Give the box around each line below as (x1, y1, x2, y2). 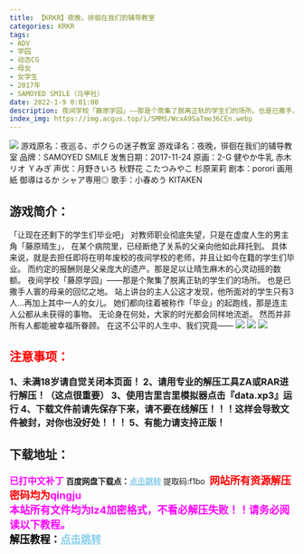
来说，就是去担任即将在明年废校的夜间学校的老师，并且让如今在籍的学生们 (9, 251, 287, 263)
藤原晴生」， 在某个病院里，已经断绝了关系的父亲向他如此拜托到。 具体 (24, 240, 288, 251)
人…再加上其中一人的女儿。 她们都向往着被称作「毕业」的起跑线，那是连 (9, 296, 280, 308)
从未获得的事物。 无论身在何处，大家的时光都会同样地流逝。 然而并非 (33, 308, 291, 319)
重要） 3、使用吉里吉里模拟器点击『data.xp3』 (81, 389, 283, 402)
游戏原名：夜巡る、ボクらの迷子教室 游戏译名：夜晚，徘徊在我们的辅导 (20, 141, 285, 151)
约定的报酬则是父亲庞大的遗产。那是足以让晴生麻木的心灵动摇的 (34, 263, 273, 274)
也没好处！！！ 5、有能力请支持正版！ (63, 416, 226, 429)
